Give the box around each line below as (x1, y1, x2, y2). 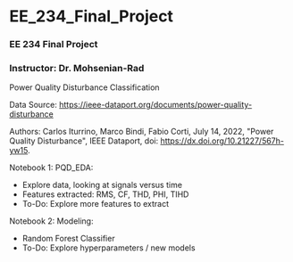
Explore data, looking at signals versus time (21, 180, 183, 191)
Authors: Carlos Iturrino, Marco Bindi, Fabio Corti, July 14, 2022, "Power (9, 127, 274, 137)
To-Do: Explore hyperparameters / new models (21, 242, 196, 253)
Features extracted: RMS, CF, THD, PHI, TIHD (21, 189, 189, 200)
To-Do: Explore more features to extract (21, 199, 170, 209)
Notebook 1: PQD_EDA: (9, 162, 94, 173)
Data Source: (9, 100, 58, 111)
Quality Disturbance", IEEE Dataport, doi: (9, 135, 159, 146)
